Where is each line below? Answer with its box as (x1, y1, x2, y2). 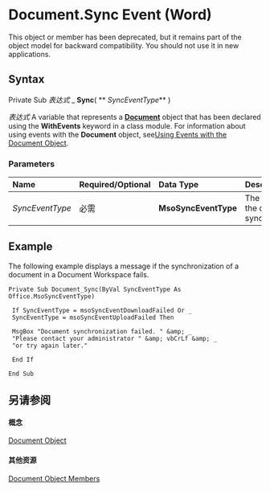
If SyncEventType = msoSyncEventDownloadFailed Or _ (11, 306, 193, 314)
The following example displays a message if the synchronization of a (8, 261, 239, 271)
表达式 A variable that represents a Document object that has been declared (8, 112, 261, 121)
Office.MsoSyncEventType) (8, 292, 95, 301)
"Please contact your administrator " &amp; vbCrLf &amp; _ (11, 334, 218, 342)
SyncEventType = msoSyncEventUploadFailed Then (11, 313, 174, 321)
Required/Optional (79, 179, 151, 190)
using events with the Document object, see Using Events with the (8, 129, 227, 139)
